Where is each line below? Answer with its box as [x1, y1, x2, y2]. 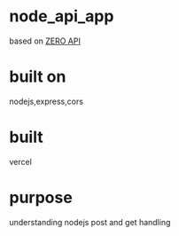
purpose [9, 188, 73, 208]
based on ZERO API [9, 35, 82, 46]
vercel [9, 156, 33, 167]
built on [9, 67, 66, 87]
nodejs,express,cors [9, 96, 84, 106]
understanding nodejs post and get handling [9, 216, 171, 227]
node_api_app [9, 6, 114, 27]
